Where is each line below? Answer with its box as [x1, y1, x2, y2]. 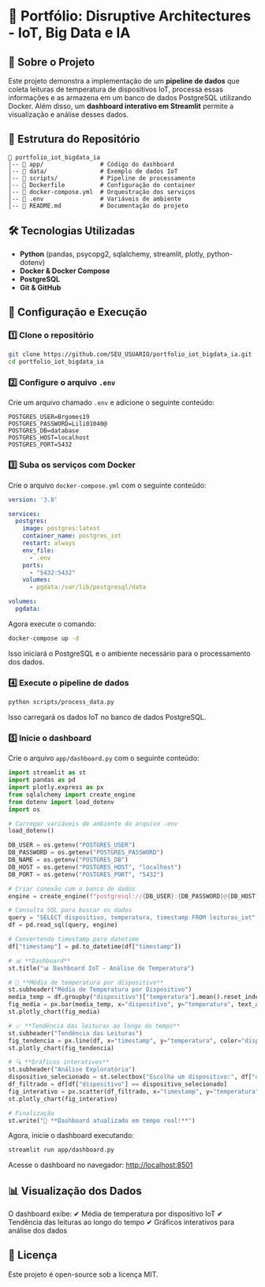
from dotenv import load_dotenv [8, 798, 114, 806]
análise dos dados [8, 1226, 68, 1236]
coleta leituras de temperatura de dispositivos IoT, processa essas [8, 84, 223, 94]
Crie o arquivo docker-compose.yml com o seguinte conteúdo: [8, 481, 207, 490]
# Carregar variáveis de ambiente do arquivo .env [8, 820, 178, 828]
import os [8, 805, 41, 814]
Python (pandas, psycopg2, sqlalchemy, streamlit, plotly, [19, 249, 205, 259]
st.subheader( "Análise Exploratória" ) [8, 1065, 136, 1074]
